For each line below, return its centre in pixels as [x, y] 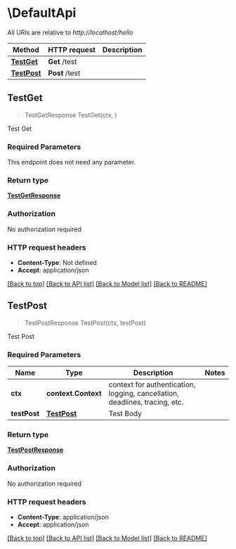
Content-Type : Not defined [57, 262]
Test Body [125, 414]
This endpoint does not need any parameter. [71, 162]
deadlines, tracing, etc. [146, 402]
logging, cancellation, [144, 394]
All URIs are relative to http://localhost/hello [70, 32]
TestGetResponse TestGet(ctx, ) [71, 115]
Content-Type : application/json [63, 517]
